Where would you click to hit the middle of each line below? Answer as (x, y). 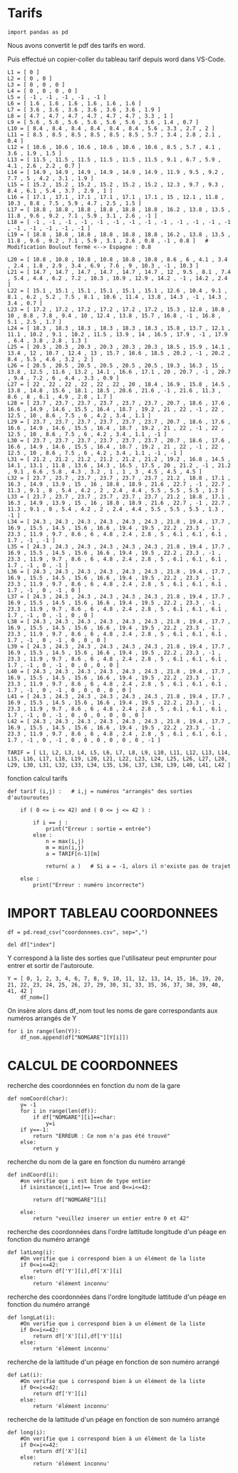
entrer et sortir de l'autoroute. (51, 965)
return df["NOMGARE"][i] (70, 1200)
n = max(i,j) (64, 841)
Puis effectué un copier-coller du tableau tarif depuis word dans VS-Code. (117, 59)
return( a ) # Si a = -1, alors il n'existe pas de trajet (138, 866)
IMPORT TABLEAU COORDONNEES (113, 913)
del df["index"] (31, 944)
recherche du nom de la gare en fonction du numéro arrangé (97, 1161)
